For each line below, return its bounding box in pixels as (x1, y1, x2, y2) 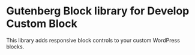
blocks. (6, 43, 25, 50)
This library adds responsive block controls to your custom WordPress (6, 36, 180, 44)
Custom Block (6, 17, 78, 30)
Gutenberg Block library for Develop (6, 4, 190, 18)
